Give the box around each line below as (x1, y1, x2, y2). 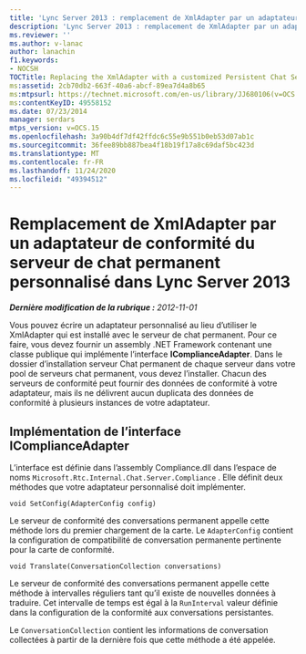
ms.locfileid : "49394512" (9, 174, 107, 183)
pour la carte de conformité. (9, 545, 115, 555)
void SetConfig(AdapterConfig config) (9, 499, 157, 508)
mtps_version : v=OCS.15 (9, 124, 100, 133)
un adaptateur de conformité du (9, 234, 255, 254)
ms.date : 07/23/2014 (9, 107, 88, 116)
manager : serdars (9, 115, 76, 124)
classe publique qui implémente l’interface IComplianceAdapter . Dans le (9, 348, 283, 360)
